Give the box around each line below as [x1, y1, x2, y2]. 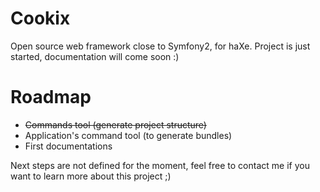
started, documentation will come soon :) [10, 50, 180, 62]
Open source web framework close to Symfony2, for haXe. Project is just [10, 40, 311, 52]
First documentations [24, 140, 113, 152]
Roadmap [10, 86, 92, 109]
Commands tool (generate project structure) [24, 118, 207, 131]
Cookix [10, 7, 71, 30]
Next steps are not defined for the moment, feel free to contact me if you [10, 159, 310, 171]
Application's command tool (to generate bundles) [24, 129, 233, 141]
